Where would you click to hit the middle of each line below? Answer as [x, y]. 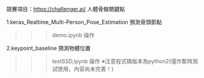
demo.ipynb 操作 [73, 35]
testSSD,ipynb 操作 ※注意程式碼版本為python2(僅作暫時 [122, 61]
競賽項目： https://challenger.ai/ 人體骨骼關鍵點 [66, 9]
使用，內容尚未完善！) [85, 69]
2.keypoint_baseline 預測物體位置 [49, 48]
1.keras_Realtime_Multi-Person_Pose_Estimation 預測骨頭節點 [84, 22]
